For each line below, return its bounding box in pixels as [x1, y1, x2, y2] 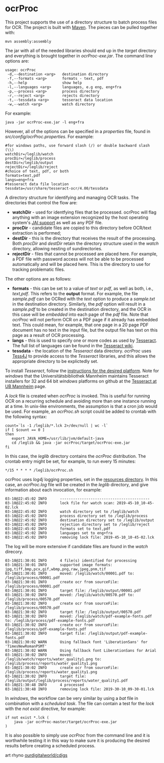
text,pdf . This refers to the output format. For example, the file [12, 290, 138, 296]
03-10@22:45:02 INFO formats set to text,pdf [5, 526, 111, 531]
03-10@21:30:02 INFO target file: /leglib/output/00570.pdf [5, 609, 141, 615]
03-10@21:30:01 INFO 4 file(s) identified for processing [5, 558, 137, 563]
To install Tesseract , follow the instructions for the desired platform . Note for [5, 368, 159, 374]
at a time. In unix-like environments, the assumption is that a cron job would [5, 403, 158, 409]
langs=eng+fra [5, 177, 34, 182]
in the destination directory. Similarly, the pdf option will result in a [12, 301, 146, 307]
